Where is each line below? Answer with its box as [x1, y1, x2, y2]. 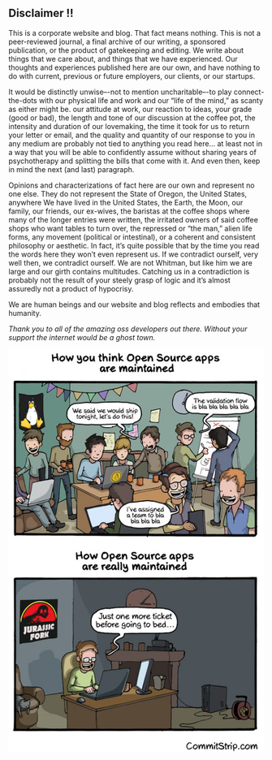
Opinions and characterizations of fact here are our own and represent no [8, 180, 255, 190]
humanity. [8, 308, 42, 317]
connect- [233, 87, 265, 97]
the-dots [8, 95, 38, 105]
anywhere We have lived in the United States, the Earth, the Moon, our [8, 197, 244, 207]
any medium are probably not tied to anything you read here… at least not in [8, 138, 262, 149]
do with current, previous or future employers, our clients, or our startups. [8, 71, 256, 80]
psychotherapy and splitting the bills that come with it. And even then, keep [8, 156, 261, 166]
